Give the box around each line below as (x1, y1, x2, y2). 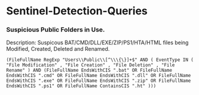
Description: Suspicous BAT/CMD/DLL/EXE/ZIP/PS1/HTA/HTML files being (6, 39, 189, 46)
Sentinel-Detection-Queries (6, 4, 148, 18)
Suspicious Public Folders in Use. (6, 26, 105, 34)
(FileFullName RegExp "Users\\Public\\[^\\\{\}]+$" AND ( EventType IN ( (6, 57, 194, 63)
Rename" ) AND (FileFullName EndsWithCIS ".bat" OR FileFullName (6, 68, 172, 73)
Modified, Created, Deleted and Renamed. (6, 45, 110, 53)
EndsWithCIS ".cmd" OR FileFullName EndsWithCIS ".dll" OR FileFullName (6, 73, 191, 79)
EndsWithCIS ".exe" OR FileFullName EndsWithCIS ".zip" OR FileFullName (6, 78, 191, 84)
